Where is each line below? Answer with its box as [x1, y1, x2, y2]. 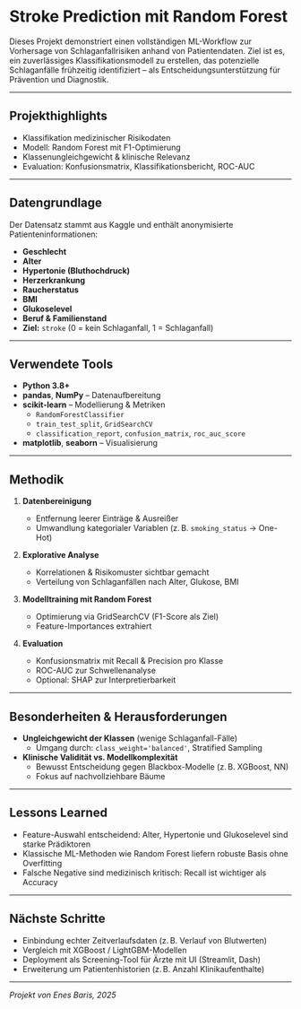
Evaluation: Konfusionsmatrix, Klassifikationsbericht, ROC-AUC [21, 161, 255, 171]
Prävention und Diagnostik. [9, 74, 109, 84]
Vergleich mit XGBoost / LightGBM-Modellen [21, 944, 187, 955]
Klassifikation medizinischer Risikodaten [21, 132, 171, 143]
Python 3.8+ [21, 380, 70, 391]
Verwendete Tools [9, 356, 114, 371]
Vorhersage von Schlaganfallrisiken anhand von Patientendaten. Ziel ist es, [9, 45, 286, 56]
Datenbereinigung [21, 496, 92, 507]
